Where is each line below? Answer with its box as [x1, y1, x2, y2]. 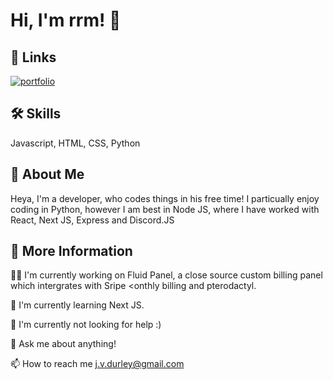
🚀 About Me [10, 166, 85, 183]
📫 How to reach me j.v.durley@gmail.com [10, 358, 185, 370]
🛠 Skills [10, 105, 62, 123]
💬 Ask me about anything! [10, 338, 117, 350]
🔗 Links [10, 49, 57, 66]
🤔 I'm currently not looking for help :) [10, 319, 162, 331]
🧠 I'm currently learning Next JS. [10, 299, 145, 311]
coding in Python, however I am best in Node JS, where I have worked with [10, 203, 320, 215]
